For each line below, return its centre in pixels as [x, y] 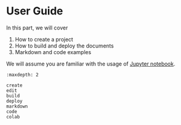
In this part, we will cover [37, 28]
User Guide [35, 11]
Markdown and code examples [53, 52]
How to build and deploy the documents [64, 46]
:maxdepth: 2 [22, 75]
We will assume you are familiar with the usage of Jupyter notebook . [91, 64]
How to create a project [44, 39]
